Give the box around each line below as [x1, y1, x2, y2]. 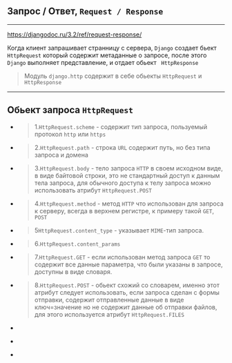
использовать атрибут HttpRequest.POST [34, 186, 152, 194]
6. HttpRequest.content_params [34, 239, 121, 248]
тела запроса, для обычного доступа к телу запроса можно [34, 179, 211, 187]
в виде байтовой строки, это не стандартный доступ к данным [34, 171, 220, 179]
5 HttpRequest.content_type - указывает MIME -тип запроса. [34, 226, 204, 234]
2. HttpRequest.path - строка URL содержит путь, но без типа [34, 143, 211, 151]
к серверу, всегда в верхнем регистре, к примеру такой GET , [34, 206, 214, 215]
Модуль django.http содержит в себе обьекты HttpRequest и [23, 72, 202, 80]
